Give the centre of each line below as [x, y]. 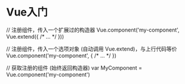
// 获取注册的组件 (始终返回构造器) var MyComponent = [74, 68]
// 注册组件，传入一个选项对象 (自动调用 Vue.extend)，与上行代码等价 [92, 49]
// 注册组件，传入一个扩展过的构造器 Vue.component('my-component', [93, 30]
